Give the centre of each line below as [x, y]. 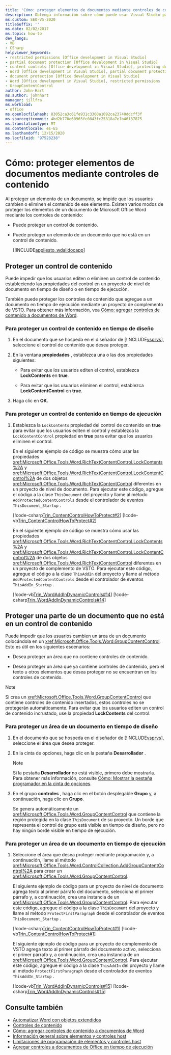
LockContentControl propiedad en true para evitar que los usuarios [82, 436]
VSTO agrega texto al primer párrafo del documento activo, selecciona [87, 949]
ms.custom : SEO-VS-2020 [31, 19]
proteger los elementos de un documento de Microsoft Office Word [76, 210]
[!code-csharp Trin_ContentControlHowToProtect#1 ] [66, 928]
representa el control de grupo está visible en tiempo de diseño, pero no [88, 825]
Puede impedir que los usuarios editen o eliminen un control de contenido [83, 278]
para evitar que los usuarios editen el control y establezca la [76, 430]
